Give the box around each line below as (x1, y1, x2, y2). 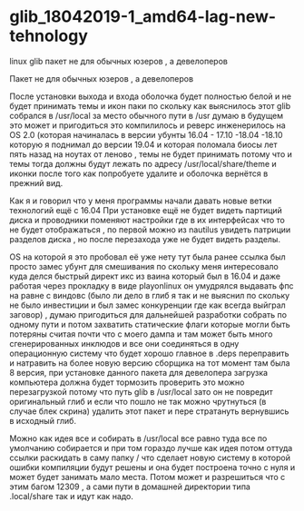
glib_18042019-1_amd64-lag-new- (9, 6, 277, 27)
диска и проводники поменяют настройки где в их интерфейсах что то (9, 214, 286, 225)
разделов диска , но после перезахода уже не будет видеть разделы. (9, 233, 281, 244)
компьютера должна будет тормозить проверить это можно (9, 377, 245, 388)
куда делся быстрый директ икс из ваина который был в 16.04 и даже (9, 270, 281, 281)
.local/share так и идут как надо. (9, 490, 134, 501)
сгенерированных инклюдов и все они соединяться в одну (9, 338, 240, 349)
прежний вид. (9, 177, 64, 188)
